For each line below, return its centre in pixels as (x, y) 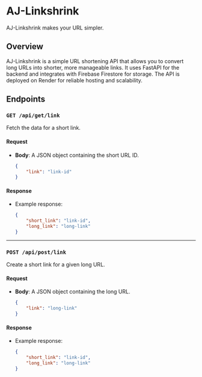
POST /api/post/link (36, 252)
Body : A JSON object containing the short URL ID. (77, 155)
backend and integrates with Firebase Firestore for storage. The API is (93, 74)
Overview (25, 47)
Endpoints (26, 100)
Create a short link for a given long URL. (56, 265)
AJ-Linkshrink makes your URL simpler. (55, 28)
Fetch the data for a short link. (44, 128)
